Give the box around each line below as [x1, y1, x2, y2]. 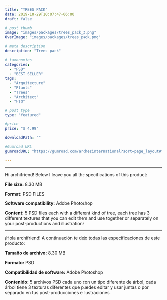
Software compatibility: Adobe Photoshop [5, 200, 93, 206]
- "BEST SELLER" [9, 71, 43, 76]
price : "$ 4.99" [5, 126, 39, 131]
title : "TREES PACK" [5, 7, 48, 12]
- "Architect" [9, 94, 39, 100]
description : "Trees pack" [5, 48, 61, 53]
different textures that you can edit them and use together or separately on [5, 215, 159, 221]
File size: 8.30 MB [5, 181, 43, 187]
